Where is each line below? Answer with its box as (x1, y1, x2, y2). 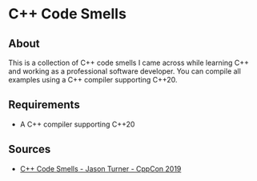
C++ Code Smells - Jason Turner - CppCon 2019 (19, 163, 182, 173)
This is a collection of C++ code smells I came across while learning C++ (8, 58, 250, 67)
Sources (8, 143, 51, 156)
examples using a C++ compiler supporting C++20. (8, 75, 178, 84)
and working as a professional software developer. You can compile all (8, 66, 242, 76)
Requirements (8, 98, 80, 112)
